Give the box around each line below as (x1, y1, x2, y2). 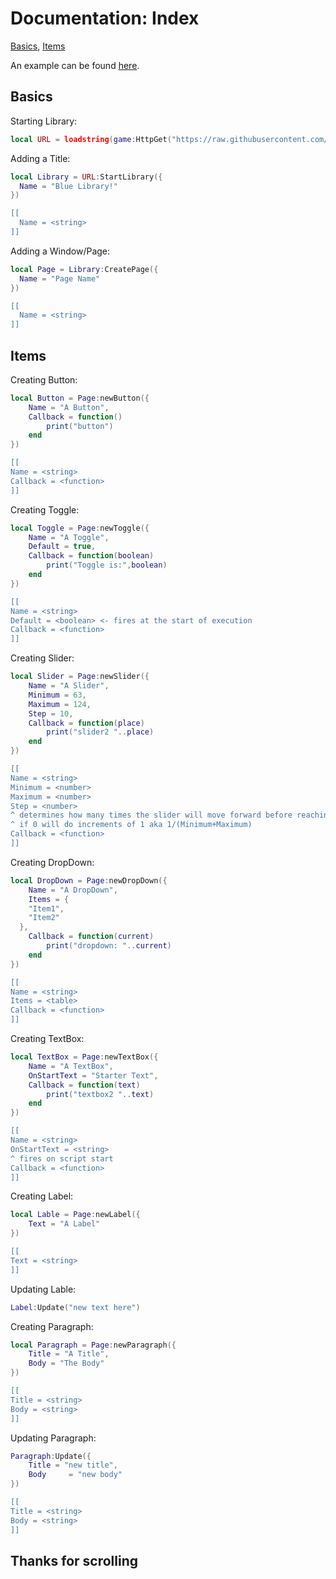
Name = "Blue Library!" (19, 181, 118, 191)
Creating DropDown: (10, 856, 95, 868)
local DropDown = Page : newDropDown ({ (10, 875, 168, 886)
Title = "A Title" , (28, 1349, 110, 1359)
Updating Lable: (10, 1283, 77, 1295)
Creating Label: (10, 1190, 74, 1202)
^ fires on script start (10, 1153, 114, 1164)
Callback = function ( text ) (28, 1080, 141, 1090)
